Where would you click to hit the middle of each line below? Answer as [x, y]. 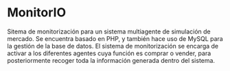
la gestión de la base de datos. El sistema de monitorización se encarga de [113, 46]
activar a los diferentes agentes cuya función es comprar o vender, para [109, 53]
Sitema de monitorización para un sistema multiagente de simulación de [109, 31]
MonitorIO [37, 13]
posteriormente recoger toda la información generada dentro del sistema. [111, 60]
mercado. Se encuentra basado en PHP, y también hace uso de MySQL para [115, 38]
